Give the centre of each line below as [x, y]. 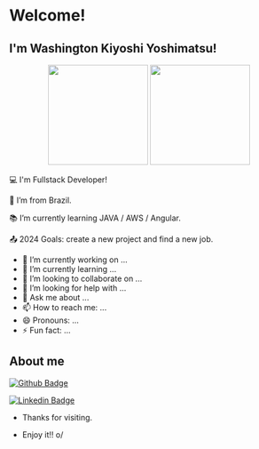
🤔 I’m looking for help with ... [74, 288]
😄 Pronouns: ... [51, 320]
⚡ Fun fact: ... [46, 330]
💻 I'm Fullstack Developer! [59, 180]
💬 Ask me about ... [55, 297]
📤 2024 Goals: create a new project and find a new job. [111, 239]
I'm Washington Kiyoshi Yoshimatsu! [113, 48]
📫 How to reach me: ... [64, 307]
